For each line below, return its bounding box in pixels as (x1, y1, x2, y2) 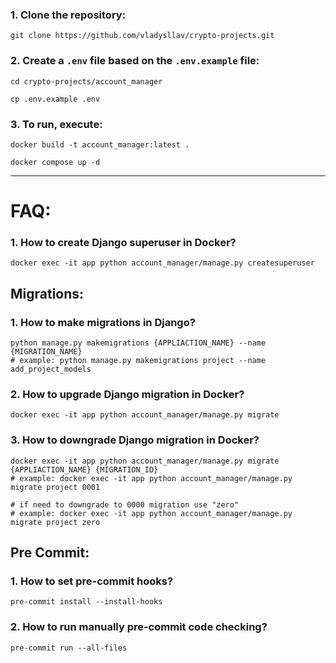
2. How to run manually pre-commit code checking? (10, 620, 268, 634)
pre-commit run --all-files (10, 643, 128, 653)
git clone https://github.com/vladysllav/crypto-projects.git (10, 31, 275, 41)
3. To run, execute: (10, 117, 103, 131)
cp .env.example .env (10, 94, 101, 104)
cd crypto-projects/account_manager (10, 76, 163, 87)
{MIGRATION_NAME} (10, 347, 83, 357)
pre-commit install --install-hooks (10, 597, 163, 607)
